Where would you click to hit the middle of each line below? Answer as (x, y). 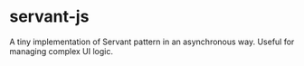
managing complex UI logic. (61, 51)
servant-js (49, 17)
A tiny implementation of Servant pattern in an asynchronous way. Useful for (152, 42)
